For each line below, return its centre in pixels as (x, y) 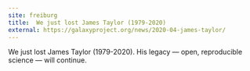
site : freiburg (33, 15)
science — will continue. (48, 60)
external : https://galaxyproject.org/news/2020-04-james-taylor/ (117, 30)
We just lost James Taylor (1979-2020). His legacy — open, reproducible (125, 52)
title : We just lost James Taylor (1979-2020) (87, 23)
